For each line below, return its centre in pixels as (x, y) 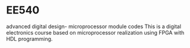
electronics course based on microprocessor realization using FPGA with (95, 32)
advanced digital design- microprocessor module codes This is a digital (94, 26)
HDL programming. (29, 39)
